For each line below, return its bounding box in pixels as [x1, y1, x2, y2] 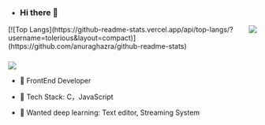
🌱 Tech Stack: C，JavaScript [19, 92, 114, 101]
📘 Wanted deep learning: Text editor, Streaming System [19, 108, 200, 117]
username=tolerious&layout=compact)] [8, 33, 136, 42]
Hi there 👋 [19, 7, 58, 18]
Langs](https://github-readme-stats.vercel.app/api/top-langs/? [29, 25, 234, 35]
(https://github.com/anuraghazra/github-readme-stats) [8, 42, 187, 51]
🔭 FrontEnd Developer [19, 76, 91, 86]
